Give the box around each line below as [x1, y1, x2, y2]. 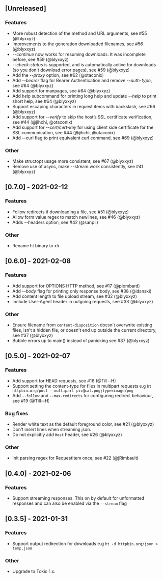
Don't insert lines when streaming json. [12, 426, 92, 432]
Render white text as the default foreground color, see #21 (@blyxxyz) [12, 421, 154, 427]
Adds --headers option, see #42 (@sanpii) [12, 219, 98, 225]
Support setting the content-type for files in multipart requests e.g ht [12, 383, 152, 389]
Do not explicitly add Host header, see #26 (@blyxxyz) [12, 432, 122, 437]
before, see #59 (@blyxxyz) [12, 57, 69, 62]
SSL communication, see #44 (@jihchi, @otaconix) [12, 129, 115, 135]
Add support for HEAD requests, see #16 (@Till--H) [12, 377, 116, 383]
